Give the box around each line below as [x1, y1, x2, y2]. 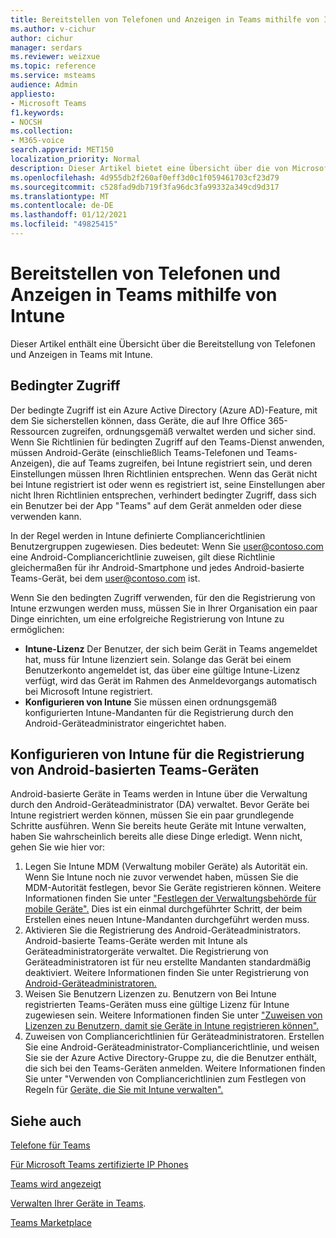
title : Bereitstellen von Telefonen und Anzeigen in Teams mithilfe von [10, 14, 320, 25]
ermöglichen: [10, 623, 65, 635]
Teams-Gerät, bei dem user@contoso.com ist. [10, 572, 201, 584]
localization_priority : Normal [10, 154, 141, 164]
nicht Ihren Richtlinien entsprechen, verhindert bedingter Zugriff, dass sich [10, 489, 317, 501]
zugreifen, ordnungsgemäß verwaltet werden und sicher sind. [61, 425, 317, 437]
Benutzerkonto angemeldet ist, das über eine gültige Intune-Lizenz [24, 664, 301, 676]
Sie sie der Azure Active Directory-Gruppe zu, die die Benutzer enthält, [24, 1052, 318, 1064]
